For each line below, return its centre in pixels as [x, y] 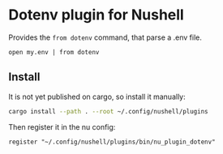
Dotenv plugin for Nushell [96, 15]
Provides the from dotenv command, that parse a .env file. [105, 37]
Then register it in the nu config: [62, 126]
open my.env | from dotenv [54, 52]
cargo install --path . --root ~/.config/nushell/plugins [108, 111]
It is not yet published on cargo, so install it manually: [97, 96]
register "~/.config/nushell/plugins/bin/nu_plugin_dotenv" [112, 142]
